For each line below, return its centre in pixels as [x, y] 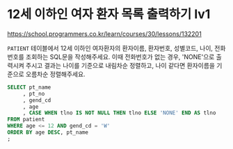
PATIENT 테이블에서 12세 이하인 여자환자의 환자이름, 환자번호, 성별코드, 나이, [110, 48]
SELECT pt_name [29, 87]
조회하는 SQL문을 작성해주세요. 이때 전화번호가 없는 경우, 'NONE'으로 [120, 57]
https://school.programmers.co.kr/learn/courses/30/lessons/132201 [104, 34]
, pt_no [34, 94]
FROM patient [26, 120]
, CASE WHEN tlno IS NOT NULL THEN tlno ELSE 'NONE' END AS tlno [119, 113]
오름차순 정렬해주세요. [55, 74]
